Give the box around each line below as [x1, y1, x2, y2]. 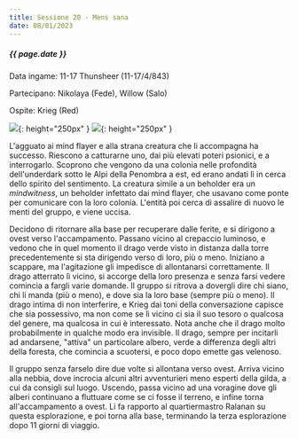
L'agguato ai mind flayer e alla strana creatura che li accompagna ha [9, 141, 259, 152]
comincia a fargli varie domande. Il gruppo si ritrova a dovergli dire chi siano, [9, 280, 289, 291]
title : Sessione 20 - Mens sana [9, 12, 129, 22]
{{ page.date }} [9, 49, 67, 59]
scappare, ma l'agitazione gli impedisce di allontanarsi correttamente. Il [9, 262, 271, 272]
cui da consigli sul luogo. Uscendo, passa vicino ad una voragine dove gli [9, 382, 278, 393]
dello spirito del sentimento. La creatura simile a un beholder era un [9, 178, 255, 189]
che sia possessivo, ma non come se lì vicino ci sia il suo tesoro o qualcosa [9, 309, 284, 319]
